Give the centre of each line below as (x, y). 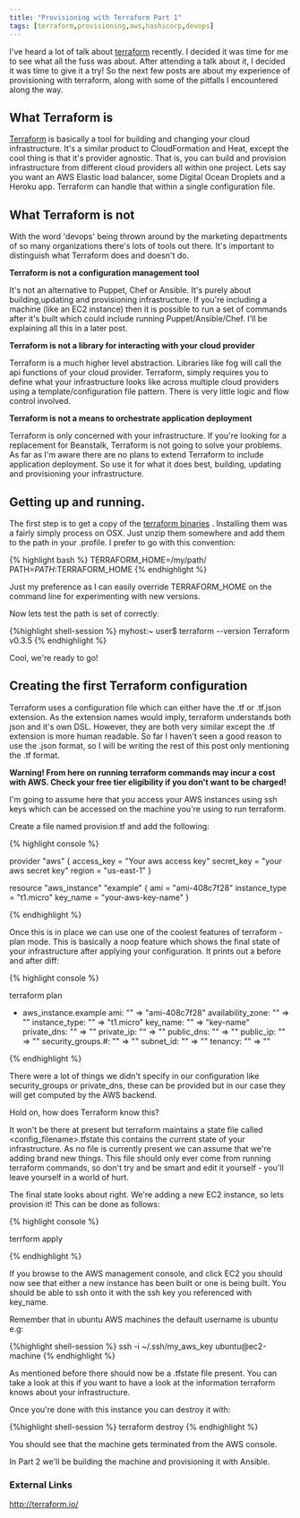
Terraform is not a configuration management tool (104, 273)
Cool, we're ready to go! (54, 657)
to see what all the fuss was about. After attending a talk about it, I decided (147, 61)
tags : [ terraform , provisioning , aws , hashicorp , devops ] (112, 26)
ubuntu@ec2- (240, 1346)
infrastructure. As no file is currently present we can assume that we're (140, 1148)
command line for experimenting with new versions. (105, 596)
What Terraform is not (72, 214)
